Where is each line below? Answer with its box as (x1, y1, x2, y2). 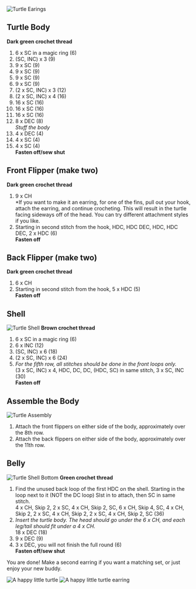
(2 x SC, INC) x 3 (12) (15, 86, 67, 93)
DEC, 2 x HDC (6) (15, 230, 58, 237)
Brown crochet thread (40, 324, 95, 331)
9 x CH (15, 192, 32, 199)
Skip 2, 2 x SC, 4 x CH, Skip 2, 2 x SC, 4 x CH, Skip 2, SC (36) (15, 510, 164, 517)
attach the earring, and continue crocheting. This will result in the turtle (15, 205, 187, 212)
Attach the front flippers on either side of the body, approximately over (15, 423, 186, 430)
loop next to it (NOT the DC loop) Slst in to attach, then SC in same (15, 491, 176, 498)
